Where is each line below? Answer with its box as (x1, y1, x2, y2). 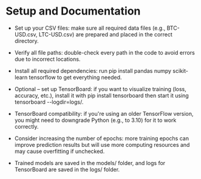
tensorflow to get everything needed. (29, 73, 122, 81)
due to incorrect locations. (14, 55, 81, 62)
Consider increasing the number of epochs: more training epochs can (14, 135, 189, 142)
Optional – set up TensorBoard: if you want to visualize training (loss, (14, 85, 186, 92)
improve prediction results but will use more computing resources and (14, 141, 190, 148)
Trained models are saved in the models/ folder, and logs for (14, 159, 166, 166)
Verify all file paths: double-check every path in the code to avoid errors (14, 49, 195, 56)
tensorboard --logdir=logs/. (14, 98, 84, 106)
